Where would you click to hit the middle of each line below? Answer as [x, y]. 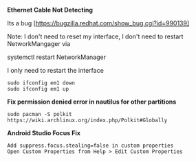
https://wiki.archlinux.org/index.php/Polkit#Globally [87, 120]
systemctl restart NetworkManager [57, 57]
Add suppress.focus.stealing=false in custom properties [90, 146]
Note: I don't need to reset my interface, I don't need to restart [95, 36]
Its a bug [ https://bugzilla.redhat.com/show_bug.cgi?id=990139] [98, 23]
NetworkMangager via [39, 44]
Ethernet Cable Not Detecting [50, 10]
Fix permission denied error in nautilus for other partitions [92, 102]
